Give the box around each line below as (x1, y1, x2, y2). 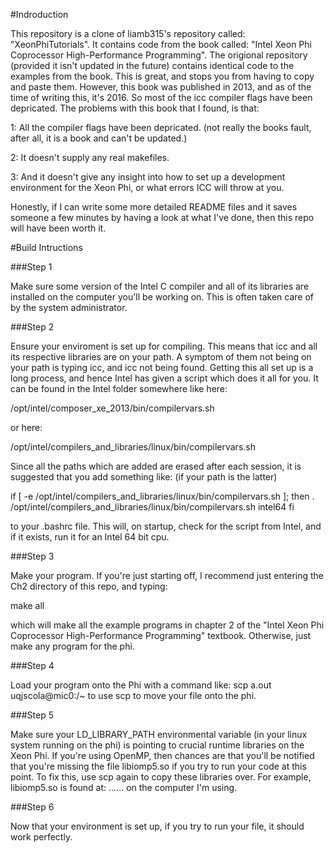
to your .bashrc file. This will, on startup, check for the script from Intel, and (10, 520, 322, 532)
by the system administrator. (10, 302, 128, 313)
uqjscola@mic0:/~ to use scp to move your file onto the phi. (10, 690, 257, 701)
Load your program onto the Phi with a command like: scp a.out (10, 679, 272, 691)
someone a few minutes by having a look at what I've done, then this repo (10, 212, 315, 223)
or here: (10, 422, 43, 433)
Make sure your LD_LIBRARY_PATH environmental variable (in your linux (10, 729, 308, 740)
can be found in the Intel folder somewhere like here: (10, 383, 228, 394)
